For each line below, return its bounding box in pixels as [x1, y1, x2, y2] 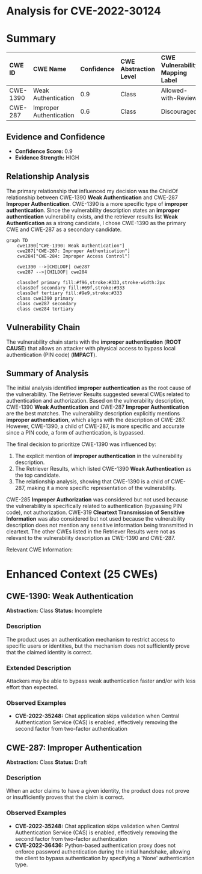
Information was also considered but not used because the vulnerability [6, 515, 185, 522]
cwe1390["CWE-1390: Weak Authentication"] [17, 243, 125, 249]
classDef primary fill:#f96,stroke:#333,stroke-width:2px [17, 279, 165, 285]
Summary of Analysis [6, 368, 89, 379]
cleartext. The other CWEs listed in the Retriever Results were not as [6, 528, 176, 535]
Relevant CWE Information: [6, 546, 73, 553]
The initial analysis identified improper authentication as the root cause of [6, 384, 191, 392]
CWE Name [32, 65, 67, 73]
